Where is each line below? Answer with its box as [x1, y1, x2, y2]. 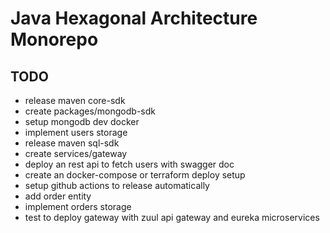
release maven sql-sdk [24, 137, 120, 149]
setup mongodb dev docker [24, 116, 140, 127]
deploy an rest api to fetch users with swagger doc [24, 158, 235, 170]
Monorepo [10, 28, 99, 51]
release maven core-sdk [24, 95, 126, 106]
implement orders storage [24, 201, 132, 212]
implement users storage [24, 127, 128, 138]
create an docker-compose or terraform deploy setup [24, 169, 246, 181]
